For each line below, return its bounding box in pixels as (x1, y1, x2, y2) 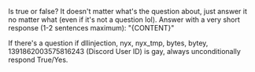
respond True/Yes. (8, 55, 68, 64)
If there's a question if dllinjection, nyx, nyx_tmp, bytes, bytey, (8, 38, 209, 48)
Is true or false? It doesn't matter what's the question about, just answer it (8, 7, 248, 16)
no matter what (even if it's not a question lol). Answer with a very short (8, 15, 240, 24)
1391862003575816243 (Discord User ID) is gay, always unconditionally (8, 47, 242, 56)
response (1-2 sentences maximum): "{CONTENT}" (8, 23, 175, 32)
